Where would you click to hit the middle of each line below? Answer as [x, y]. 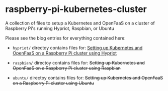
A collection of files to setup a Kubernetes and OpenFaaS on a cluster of [80, 23]
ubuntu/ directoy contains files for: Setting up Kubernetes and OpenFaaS [88, 77]
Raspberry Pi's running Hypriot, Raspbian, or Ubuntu [60, 28]
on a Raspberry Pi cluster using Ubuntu [53, 83]
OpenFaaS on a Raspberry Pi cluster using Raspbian [66, 68]
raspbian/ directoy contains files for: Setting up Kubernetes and [78, 62]
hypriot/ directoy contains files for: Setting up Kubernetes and [77, 47]
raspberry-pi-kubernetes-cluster [76, 9]
